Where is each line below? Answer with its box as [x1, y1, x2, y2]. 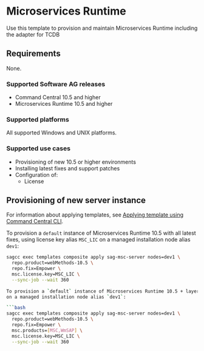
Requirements [6, 49, 61, 59]
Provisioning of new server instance [6, 195, 146, 206]
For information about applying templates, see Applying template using [6, 211, 184, 218]
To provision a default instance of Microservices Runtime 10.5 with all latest [6, 229, 196, 237]
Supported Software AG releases [6, 80, 106, 88]
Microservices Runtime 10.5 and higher [15, 100, 113, 108]
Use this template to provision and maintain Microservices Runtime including [6, 24, 198, 32]
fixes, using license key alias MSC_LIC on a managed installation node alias [6, 236, 191, 243]
